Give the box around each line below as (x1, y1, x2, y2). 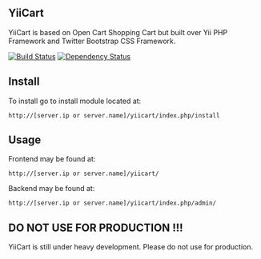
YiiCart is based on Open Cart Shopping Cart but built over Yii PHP (8, 27, 228, 37)
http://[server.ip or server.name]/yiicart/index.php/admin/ (8, 199, 217, 207)
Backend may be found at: (8, 184, 95, 193)
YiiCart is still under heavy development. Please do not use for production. (8, 242, 254, 252)
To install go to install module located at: (8, 96, 142, 106)
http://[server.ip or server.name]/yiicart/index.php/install (8, 111, 220, 119)
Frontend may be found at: (8, 154, 96, 164)
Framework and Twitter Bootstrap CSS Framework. (8, 36, 176, 46)
